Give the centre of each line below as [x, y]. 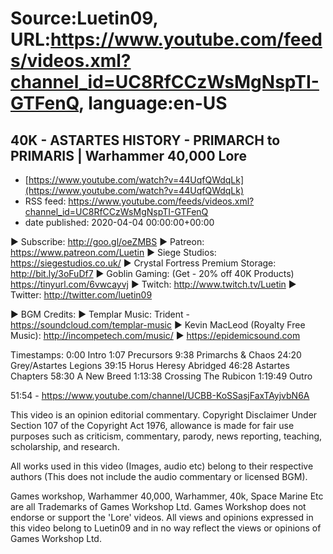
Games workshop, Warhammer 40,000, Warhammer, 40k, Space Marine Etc [167, 496]
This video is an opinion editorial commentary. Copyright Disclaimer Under [164, 415]
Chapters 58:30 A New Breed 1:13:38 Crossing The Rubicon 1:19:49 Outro [161, 376]
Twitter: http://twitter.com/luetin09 [81, 295]
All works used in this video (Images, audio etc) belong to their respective [162, 466]
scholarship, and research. [65, 446]
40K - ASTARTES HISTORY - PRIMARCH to [145, 140]
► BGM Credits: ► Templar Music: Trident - [100, 314]
